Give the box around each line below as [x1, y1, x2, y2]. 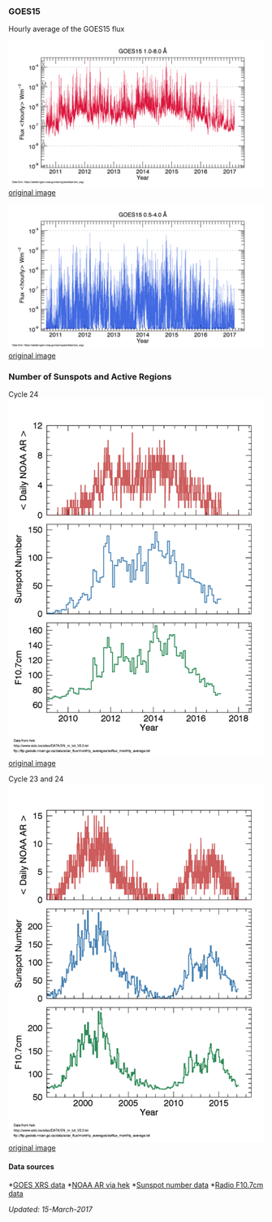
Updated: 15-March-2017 [8, 1204, 93, 1214]
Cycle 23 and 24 [8, 774, 64, 784]
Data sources [8, 1162, 54, 1172]
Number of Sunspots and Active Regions [8, 372, 172, 383]
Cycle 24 [8, 389, 39, 399]
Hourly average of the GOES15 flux [8, 24, 125, 34]
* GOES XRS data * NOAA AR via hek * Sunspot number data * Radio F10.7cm [8, 1180, 264, 1189]
